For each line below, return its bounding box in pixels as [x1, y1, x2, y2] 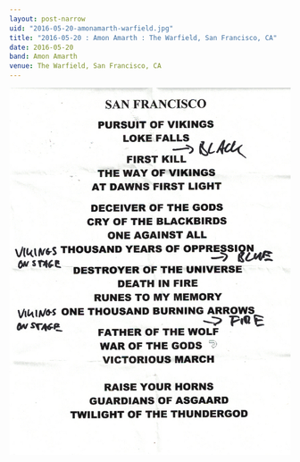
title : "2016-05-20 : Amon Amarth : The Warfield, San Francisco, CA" [9, 33, 278, 42]
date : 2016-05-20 [9, 43, 74, 52]
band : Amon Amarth [9, 52, 78, 62]
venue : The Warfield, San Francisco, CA [9, 62, 162, 71]
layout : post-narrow [9, 14, 87, 23]
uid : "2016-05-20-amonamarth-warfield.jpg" [9, 23, 174, 33]
